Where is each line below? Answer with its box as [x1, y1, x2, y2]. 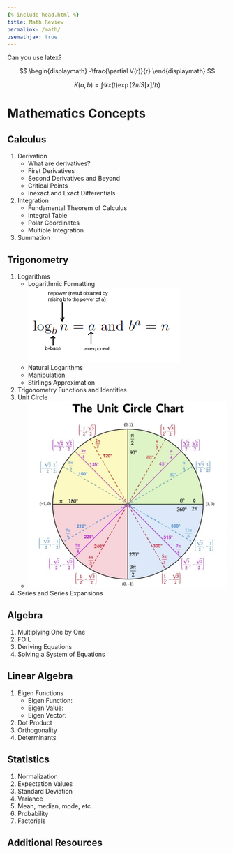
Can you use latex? [7, 53, 62, 62]
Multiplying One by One [17, 628, 86, 637]
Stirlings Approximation [27, 378, 96, 387]
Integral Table [27, 212, 68, 220]
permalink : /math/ [7, 26, 61, 33]
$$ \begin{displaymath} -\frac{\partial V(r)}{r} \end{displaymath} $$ [19, 67, 216, 75]
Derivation [17, 152, 47, 161]
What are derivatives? [27, 159, 91, 168]
